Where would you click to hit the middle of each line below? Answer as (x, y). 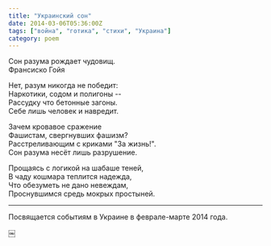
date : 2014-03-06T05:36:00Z (56, 23)
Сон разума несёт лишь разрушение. (73, 152)
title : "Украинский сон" (50, 16)
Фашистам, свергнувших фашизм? (68, 136)
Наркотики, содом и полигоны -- (65, 94)
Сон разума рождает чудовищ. (62, 61)
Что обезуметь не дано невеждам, (69, 186)
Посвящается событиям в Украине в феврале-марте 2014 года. (118, 217)
